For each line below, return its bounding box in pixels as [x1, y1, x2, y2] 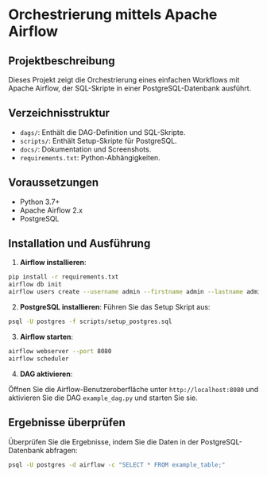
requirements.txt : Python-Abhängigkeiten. [19, 152, 161, 162]
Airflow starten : [19, 332, 74, 341]
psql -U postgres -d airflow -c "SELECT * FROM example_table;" [8, 460, 226, 469]
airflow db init [8, 280, 62, 289]
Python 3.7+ [19, 197, 60, 206]
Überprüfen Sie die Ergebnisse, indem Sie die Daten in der [8, 437, 199, 446]
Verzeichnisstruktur [8, 106, 110, 120]
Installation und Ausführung [8, 237, 151, 251]
